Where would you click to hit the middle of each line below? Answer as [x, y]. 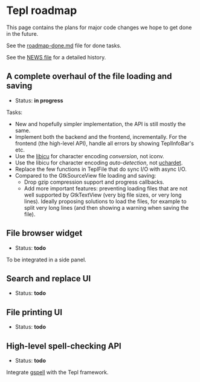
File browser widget [44, 233]
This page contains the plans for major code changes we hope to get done [99, 27]
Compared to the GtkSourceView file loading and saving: [85, 175]
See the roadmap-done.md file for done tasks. [64, 45]
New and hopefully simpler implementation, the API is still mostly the [100, 124]
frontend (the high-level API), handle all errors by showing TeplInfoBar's [105, 143]
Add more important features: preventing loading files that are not [106, 188]
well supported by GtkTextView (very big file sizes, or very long [103, 195]
